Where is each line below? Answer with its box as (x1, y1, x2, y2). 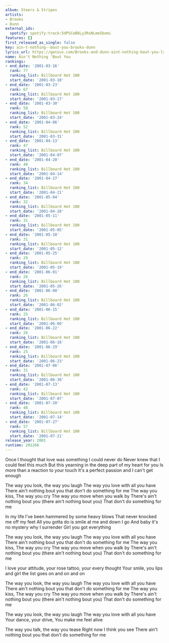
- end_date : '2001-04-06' (5, 119, 59, 125)
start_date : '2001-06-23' (10, 359, 64, 364)
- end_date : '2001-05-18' (5, 232, 59, 237)
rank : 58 (10, 106, 28, 111)
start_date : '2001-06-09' (10, 321, 64, 326)
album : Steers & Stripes (5, 7, 57, 13)
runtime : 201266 (5, 443, 39, 448)
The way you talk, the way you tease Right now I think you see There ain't (5, 626, 158, 632)
